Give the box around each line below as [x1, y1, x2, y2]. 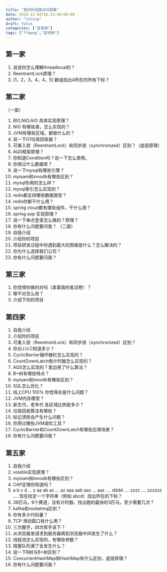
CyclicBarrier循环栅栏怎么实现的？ [12, 352, 83, 358]
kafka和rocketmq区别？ [12, 506, 62, 512]
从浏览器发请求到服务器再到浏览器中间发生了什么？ [12, 531, 118, 537]
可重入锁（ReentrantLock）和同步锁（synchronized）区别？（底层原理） [12, 142, 162, 148]
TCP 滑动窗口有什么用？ [12, 518, 63, 524]
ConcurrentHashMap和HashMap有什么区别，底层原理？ [12, 556, 128, 562]
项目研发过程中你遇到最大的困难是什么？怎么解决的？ [12, 242, 122, 248]
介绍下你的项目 [12, 297, 44, 303]
